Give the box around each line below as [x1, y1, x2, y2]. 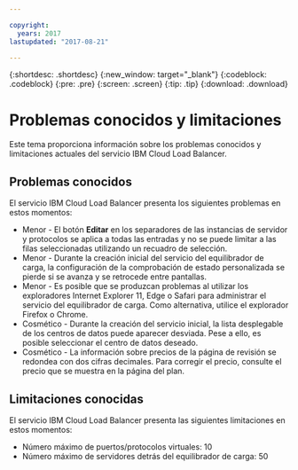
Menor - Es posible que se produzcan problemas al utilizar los [21, 281, 249, 292]
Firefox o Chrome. [21, 309, 89, 320]
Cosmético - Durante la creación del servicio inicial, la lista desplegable [21, 318, 284, 329]
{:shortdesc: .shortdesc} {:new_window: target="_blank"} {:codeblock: [9, 69, 268, 80]
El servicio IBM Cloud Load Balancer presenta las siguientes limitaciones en [9, 414, 286, 426]
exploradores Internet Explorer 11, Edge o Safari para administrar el [21, 290, 267, 302]
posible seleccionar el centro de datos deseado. [21, 338, 199, 349]
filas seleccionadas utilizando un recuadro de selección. [21, 243, 228, 254]
